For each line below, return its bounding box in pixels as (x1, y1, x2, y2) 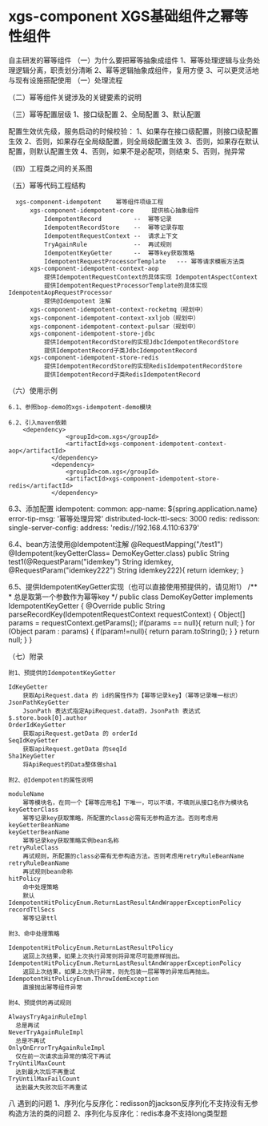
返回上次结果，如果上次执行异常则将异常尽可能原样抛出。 (22, 952, 184, 960)
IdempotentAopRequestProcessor (8, 288, 113, 296)
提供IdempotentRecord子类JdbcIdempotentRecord (43, 346, 198, 355)
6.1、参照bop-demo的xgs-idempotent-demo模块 (8, 403, 152, 411)
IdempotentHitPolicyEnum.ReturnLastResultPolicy (8, 943, 174, 951)
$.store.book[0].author (8, 714, 88, 722)
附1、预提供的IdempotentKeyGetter (8, 669, 116, 677)
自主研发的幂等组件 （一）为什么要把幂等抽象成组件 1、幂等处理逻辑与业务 (8, 55, 254, 65)
